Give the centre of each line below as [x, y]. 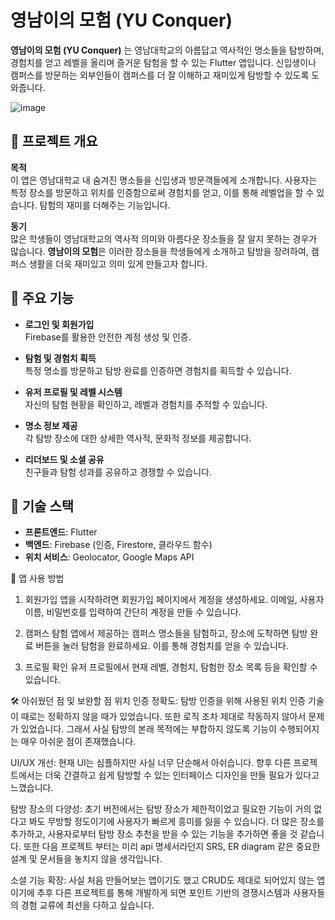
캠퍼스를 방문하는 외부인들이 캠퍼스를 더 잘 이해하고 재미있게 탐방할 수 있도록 [160, 75]
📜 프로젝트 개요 [54, 141]
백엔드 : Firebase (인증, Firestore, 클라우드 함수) [118, 545]
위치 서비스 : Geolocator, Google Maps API [109, 557]
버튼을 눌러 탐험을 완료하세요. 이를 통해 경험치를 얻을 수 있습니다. [162, 646]
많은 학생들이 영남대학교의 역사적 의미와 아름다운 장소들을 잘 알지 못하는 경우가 [164, 238]
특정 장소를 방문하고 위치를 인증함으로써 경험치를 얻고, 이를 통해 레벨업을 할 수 [162, 192]
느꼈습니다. [32, 788]
